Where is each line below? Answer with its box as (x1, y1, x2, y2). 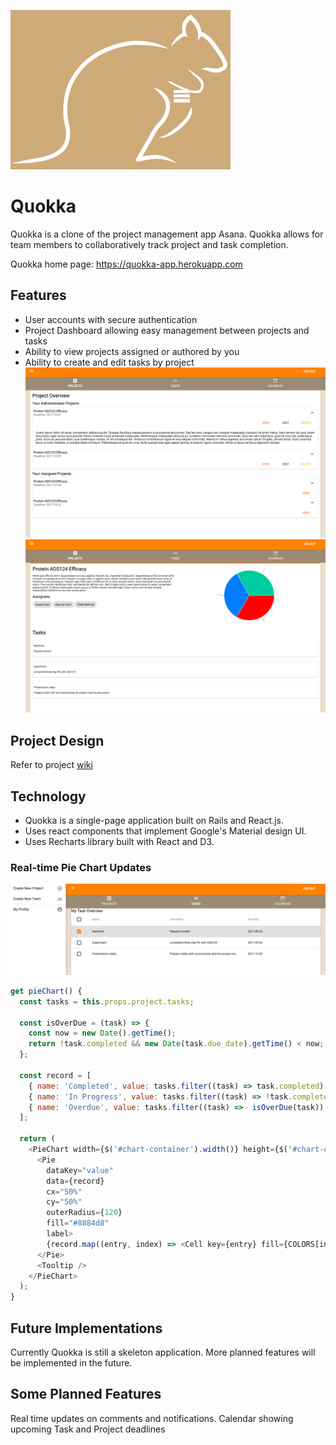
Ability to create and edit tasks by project (24, 356, 195, 368)
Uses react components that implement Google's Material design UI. (24, 825, 307, 837)
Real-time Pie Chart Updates (10, 860, 152, 874)
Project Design (10, 732, 105, 749)
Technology (10, 788, 87, 805)
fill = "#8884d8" (46, 1218, 110, 1229)
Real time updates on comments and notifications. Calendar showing (10, 1412, 294, 1424)
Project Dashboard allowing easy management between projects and (24, 324, 310, 336)
